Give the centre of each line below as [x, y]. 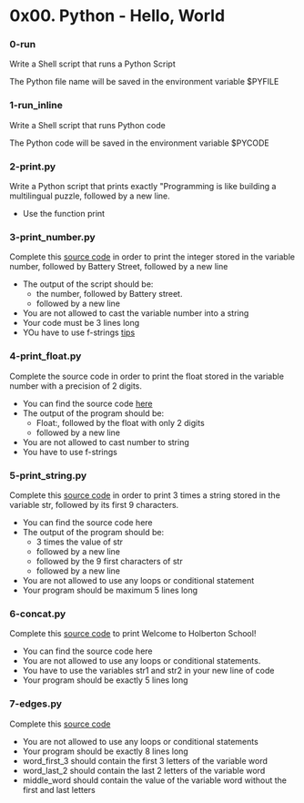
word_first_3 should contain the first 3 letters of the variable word [145, 760]
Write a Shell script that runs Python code [87, 125]
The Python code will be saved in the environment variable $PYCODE [140, 143]
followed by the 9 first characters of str [110, 561]
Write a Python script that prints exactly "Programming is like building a [143, 187]
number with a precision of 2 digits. [76, 386]
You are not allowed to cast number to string [106, 442]
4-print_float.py [46, 356]
